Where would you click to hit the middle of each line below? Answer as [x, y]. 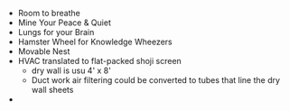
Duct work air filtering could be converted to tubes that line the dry [156, 80]
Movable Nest [44, 51]
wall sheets [52, 90]
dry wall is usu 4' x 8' [71, 70]
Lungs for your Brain [56, 32]
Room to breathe [49, 13]
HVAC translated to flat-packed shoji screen [100, 61]
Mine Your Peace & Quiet [64, 23]
